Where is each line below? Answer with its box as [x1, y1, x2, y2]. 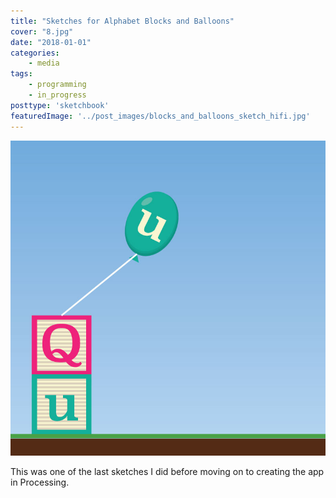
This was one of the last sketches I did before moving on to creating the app [10, 465, 325, 477]
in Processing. [10, 476, 70, 488]
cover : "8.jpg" [10, 26, 74, 37]
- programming [28, 80, 87, 90]
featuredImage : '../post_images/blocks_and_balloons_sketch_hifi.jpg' [10, 111, 311, 121]
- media [28, 58, 60, 69]
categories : [10, 48, 60, 58]
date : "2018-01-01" [10, 37, 92, 47]
